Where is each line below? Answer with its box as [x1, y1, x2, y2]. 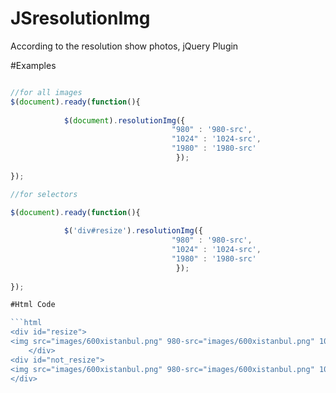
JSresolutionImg [10, 7, 151, 30]
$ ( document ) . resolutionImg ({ [63, 115, 186, 126]
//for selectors [10, 189, 78, 199]
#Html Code [10, 300, 56, 310]
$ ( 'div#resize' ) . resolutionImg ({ [63, 226, 203, 236]
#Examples [10, 59, 57, 71]
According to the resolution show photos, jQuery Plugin [10, 40, 239, 52]
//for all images [10, 87, 83, 97]
